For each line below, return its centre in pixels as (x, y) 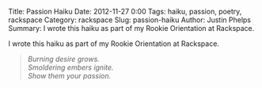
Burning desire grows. (64, 59)
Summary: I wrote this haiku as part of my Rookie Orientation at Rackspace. (131, 28)
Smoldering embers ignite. (70, 67)
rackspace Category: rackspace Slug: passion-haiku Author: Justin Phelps (130, 20)
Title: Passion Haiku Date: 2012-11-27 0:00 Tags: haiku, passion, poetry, (125, 11)
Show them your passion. (69, 76)
